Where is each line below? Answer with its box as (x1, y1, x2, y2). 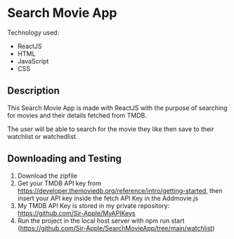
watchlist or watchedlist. (7, 132, 78, 140)
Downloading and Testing (7, 153, 122, 165)
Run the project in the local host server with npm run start (17, 216, 185, 225)
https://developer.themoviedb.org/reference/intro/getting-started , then (17, 186, 223, 195)
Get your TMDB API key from (17, 178, 102, 188)
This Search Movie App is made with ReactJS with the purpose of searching (7, 104, 228, 112)
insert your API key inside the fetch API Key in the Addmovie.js (17, 194, 199, 202)
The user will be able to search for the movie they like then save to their (7, 125, 214, 133)
